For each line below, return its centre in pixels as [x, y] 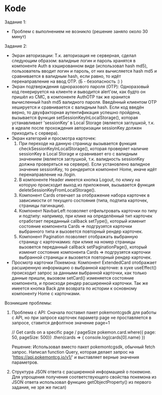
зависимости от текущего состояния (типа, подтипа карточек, [83, 200]
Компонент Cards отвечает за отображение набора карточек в [84, 195]
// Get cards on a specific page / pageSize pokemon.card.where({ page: [84, 332]
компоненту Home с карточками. [46, 293]
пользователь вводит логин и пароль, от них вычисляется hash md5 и [84, 71]
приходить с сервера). [35, 133]
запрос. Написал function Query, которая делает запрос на [73, 352]
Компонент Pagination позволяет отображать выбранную [78, 236]
